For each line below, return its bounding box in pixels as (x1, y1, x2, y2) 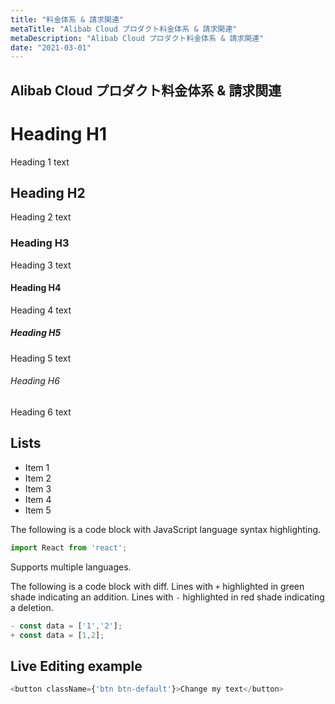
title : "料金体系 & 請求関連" (10, 14, 125, 25)
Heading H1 (10, 122, 108, 145)
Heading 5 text (10, 352, 72, 364)
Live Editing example (10, 657, 143, 675)
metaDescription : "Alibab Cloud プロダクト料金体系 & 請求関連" (10, 33, 265, 43)
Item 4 (24, 493, 52, 505)
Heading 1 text (10, 156, 70, 168)
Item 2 (24, 472, 52, 484)
